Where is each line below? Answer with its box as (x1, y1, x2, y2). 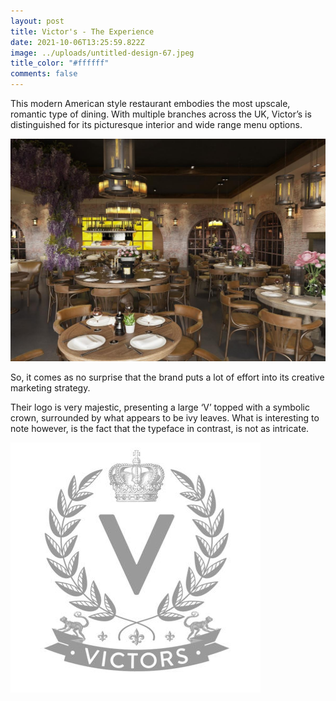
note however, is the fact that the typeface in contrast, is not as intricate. (10, 422, 310, 434)
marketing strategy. (10, 381, 91, 394)
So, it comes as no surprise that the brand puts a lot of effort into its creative (10, 371, 325, 383)
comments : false (10, 69, 78, 79)
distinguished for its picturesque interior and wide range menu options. (10, 119, 303, 130)
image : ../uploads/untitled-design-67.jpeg (10, 48, 195, 58)
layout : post (10, 16, 65, 26)
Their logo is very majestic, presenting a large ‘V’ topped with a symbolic (10, 401, 310, 413)
